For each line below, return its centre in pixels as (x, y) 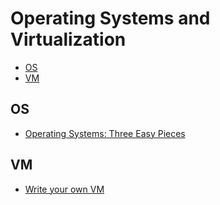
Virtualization (68, 39)
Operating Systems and (110, 18)
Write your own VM (64, 189)
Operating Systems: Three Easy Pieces (105, 133)
